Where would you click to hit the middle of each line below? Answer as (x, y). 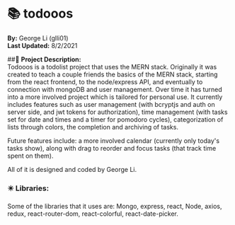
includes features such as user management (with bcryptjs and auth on (111, 104)
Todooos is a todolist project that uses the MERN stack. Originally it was (112, 67)
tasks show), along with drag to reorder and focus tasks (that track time (112, 148)
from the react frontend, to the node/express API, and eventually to (105, 81)
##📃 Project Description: (44, 59)
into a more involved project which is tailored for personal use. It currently (115, 97)
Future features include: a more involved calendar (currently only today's (114, 140)
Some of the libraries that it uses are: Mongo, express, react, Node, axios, (115, 207)
